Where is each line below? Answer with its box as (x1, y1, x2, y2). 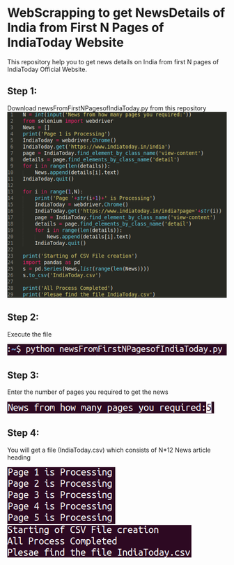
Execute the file (7, 330, 52, 338)
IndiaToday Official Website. (7, 65, 87, 73)
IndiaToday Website (7, 35, 124, 50)
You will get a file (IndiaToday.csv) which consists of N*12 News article (7, 446, 211, 454)
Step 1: (7, 85, 38, 97)
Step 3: (7, 369, 40, 381)
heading (7, 453, 31, 462)
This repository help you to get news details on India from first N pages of (7, 57, 219, 66)
